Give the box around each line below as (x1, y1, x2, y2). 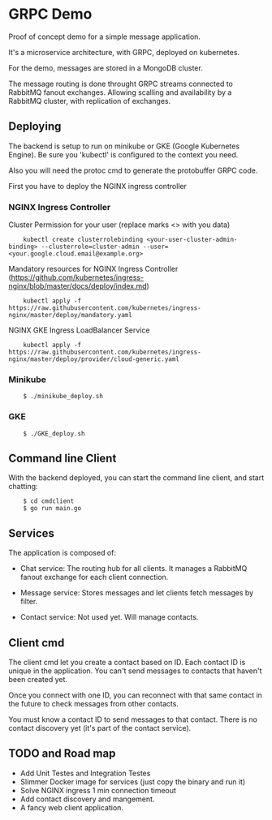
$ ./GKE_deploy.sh (23, 429, 85, 438)
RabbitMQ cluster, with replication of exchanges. (8, 96, 171, 105)
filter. (19, 597, 38, 607)
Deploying (8, 119, 62, 134)
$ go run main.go (23, 504, 82, 513)
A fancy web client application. (19, 802, 124, 812)
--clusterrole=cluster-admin (41, 243, 140, 251)
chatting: (8, 482, 38, 492)
